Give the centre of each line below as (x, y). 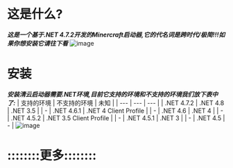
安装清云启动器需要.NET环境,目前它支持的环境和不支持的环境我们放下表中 (113, 94)
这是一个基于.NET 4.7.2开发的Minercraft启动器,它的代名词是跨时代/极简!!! (113, 35)
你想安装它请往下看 (40, 43)
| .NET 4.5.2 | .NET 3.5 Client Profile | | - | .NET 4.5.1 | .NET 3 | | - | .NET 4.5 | (116, 118)
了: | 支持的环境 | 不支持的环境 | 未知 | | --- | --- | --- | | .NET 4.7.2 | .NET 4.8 (116, 103)
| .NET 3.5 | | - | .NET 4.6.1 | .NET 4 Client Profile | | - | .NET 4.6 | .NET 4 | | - (115, 111)
